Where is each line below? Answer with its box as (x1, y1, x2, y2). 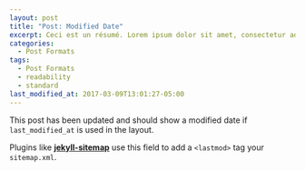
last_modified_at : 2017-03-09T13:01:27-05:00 (9, 89, 184, 98)
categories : (9, 38, 54, 48)
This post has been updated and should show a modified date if (9, 115, 248, 126)
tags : (9, 55, 30, 65)
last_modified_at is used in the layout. (9, 124, 154, 135)
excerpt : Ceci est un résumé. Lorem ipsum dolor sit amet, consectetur (9, 30, 286, 39)
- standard (17, 81, 59, 90)
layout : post (9, 13, 59, 23)
